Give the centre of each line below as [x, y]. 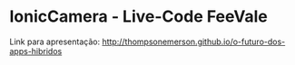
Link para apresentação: [55, 42]
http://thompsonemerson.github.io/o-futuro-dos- [194, 42]
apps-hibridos [36, 51]
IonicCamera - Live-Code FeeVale [138, 17]
